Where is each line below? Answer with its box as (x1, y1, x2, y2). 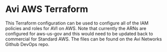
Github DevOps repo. (5, 41, 50, 47)
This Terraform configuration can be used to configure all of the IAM (5, 20, 149, 26)
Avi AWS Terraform (5, 3, 88, 15)
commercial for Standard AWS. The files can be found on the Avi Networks (5, 36, 162, 42)
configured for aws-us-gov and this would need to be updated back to (5, 30, 153, 36)
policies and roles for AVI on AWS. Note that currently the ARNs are (5, 25, 147, 31)
